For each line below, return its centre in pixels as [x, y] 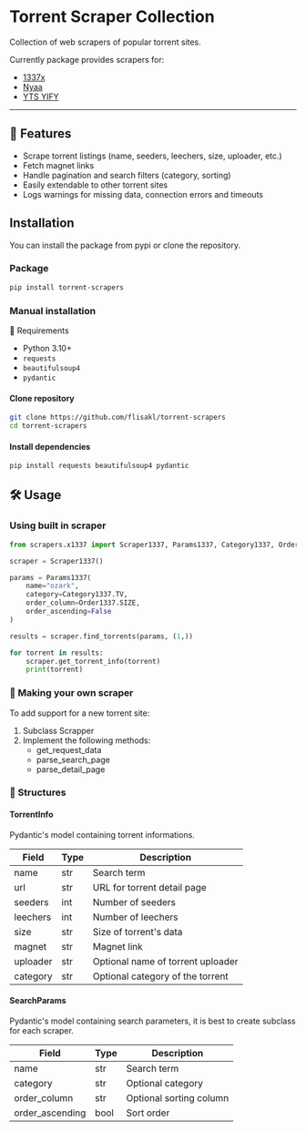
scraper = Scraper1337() [56, 561]
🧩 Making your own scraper [71, 693]
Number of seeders [134, 902]
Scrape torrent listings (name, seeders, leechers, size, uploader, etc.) [152, 156]
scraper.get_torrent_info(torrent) [93, 661]
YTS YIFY [41, 97]
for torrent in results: [56, 653]
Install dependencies [50, 446]
